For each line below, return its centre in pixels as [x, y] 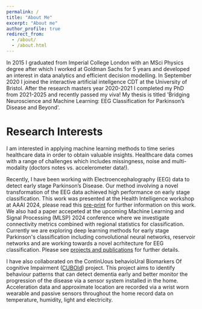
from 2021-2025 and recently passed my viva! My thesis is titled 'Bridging [98, 95]
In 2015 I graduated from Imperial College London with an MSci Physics [95, 62]
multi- [179, 161]
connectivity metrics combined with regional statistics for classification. [95, 224]
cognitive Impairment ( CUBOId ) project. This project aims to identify [91, 267]
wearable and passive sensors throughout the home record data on [90, 293]
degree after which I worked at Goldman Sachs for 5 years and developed [98, 69]
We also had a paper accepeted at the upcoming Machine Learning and [95, 211]
